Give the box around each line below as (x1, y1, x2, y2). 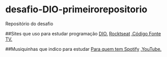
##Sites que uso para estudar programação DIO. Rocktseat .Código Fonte (5, 30, 161, 36)
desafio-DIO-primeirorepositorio (5, 4, 147, 15)
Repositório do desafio (5, 21, 53, 27)
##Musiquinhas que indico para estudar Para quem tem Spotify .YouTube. (5, 46, 162, 52)
